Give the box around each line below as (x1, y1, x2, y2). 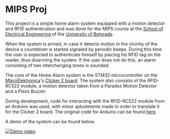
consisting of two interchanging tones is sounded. (5, 62, 110, 68)
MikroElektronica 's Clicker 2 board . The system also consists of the (5, 77, 146, 83)
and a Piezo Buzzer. (5, 88, 47, 94)
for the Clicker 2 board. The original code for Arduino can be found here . (5, 109, 157, 115)
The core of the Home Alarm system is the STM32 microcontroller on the (5, 72, 158, 78)
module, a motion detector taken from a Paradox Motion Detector (20, 82, 157, 89)
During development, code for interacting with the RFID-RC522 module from (5, 98, 165, 104)
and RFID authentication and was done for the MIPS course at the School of (5, 25, 163, 31)
